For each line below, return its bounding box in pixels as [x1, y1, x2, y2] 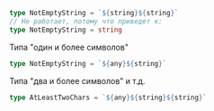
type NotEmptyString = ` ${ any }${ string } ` [9, 59, 167, 68]
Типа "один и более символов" [9, 42, 129, 52]
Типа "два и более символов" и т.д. [9, 75, 146, 86]
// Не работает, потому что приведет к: [9, 16, 164, 26]
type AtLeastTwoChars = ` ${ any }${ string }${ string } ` [9, 93, 207, 102]
